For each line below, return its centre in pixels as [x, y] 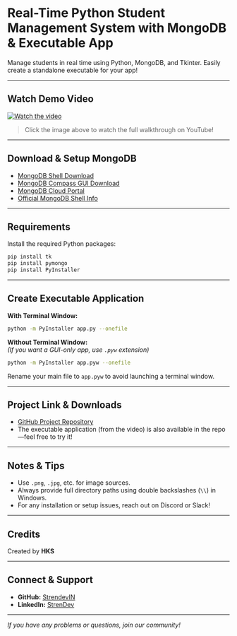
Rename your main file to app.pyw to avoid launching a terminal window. [111, 376]
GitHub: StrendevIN [46, 597]
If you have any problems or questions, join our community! [94, 625]
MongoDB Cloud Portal [51, 190]
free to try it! [54, 437]
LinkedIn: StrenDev [46, 604]
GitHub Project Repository [55, 422]
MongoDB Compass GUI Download [68, 183]
